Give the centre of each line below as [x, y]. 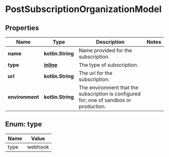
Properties [22, 28]
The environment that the [109, 88]
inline [51, 65]
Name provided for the [105, 50]
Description [110, 42]
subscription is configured [110, 94]
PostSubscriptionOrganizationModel [83, 9]
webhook [38, 147]
